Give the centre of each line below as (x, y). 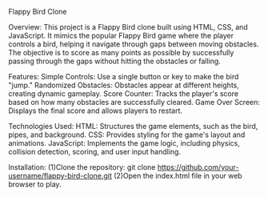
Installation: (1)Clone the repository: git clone (82, 167)
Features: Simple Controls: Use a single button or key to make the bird (124, 76)
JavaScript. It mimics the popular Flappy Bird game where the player (121, 36)
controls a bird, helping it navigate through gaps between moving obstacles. (134, 44)
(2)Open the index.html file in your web (178, 176)
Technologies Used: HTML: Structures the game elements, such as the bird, (133, 126)
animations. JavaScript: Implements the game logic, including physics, (124, 143)
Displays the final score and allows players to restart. (95, 111)
